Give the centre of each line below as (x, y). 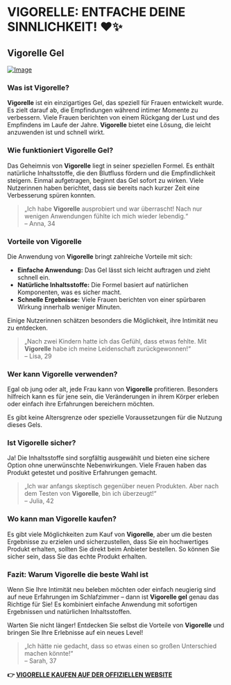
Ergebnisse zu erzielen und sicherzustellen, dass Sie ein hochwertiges (108, 541)
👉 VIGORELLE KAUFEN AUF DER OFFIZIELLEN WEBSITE (90, 675)
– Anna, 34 (40, 223)
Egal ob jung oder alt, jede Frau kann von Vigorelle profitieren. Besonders (113, 389)
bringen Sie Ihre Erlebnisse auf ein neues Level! (75, 633)
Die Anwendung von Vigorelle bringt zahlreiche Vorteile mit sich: (100, 256)
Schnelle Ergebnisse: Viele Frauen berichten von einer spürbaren (111, 299)
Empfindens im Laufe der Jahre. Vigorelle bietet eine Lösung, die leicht (109, 125)
